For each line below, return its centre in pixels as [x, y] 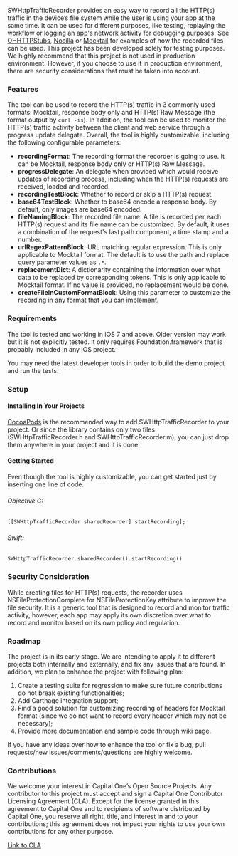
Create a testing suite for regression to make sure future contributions [120, 685]
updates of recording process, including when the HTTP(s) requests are [123, 179]
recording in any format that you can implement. [88, 300]
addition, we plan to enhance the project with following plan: [96, 672]
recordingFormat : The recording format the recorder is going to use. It [121, 157]
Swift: [16, 538]
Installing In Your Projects [46, 406]
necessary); [35, 723]
